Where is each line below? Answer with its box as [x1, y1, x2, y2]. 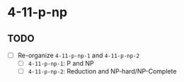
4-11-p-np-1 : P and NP [28, 59, 94, 68]
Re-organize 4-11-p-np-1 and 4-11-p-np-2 [17, 51, 140, 59]
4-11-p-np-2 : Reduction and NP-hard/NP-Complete [28, 67, 177, 76]
